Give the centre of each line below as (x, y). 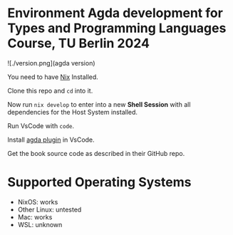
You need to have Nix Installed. (53, 77)
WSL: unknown (40, 224)
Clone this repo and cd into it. (50, 90)
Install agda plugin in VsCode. (51, 140)
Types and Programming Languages (117, 28)
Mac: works (35, 217)
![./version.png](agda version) (51, 63)
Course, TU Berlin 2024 (78, 43)
